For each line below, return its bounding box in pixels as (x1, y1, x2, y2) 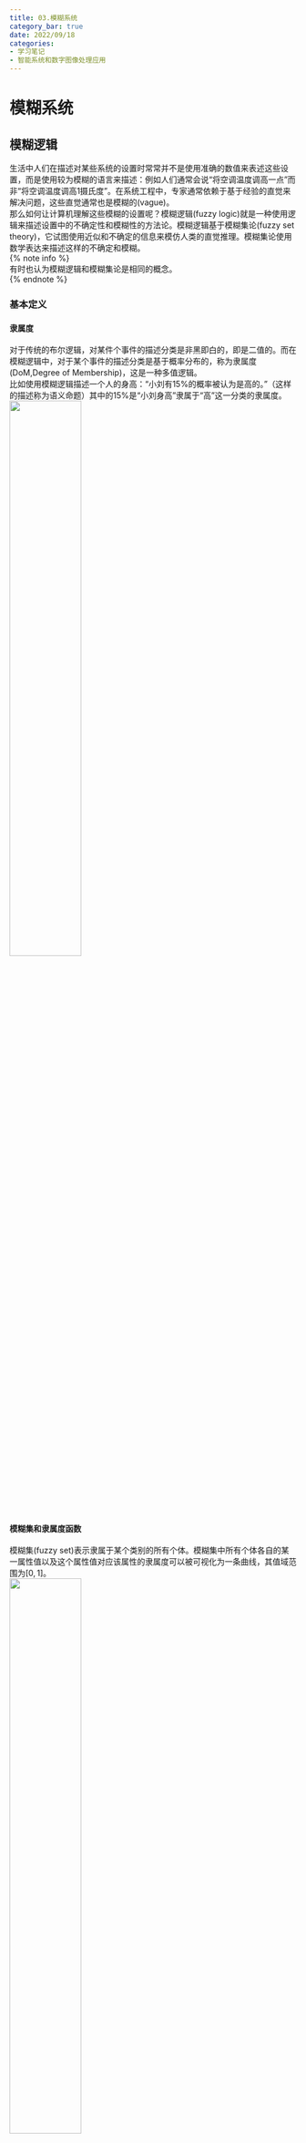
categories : (9, 38, 55, 48)
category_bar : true (9, 22, 84, 31)
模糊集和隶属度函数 (9, 1523, 82, 1533)
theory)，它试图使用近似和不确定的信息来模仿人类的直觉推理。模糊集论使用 (9, 231, 292, 241)
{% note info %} (9, 252, 70, 263)
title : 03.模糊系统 (9, 13, 78, 23)
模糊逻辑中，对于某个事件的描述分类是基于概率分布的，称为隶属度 (9, 356, 257, 367)
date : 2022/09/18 (9, 30, 76, 39)
